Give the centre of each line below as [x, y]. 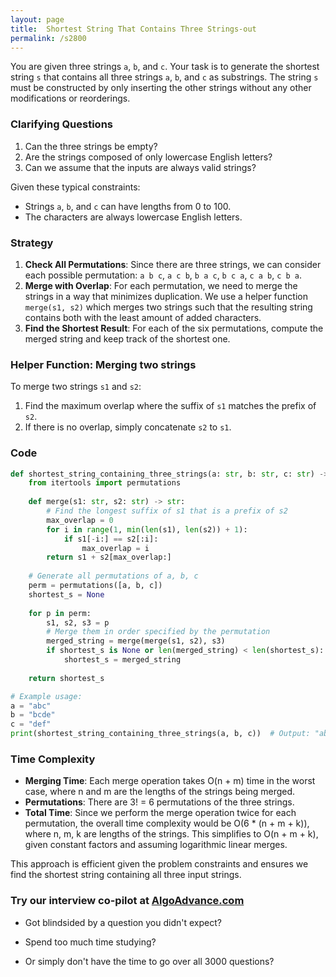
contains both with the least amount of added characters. [143, 317]
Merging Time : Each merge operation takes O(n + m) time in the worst [170, 781]
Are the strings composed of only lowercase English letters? [148, 157]
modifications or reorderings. [70, 98]
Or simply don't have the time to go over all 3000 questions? [149, 961]
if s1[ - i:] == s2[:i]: [111, 539]
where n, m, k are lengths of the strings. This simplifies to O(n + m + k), [171, 834]
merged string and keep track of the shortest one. [127, 338]
